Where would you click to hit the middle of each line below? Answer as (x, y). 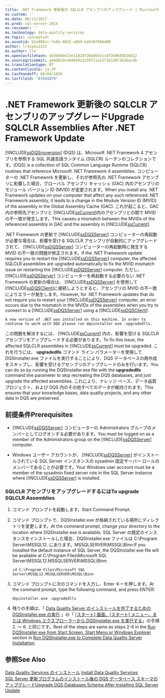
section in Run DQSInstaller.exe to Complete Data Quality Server (77, 637)
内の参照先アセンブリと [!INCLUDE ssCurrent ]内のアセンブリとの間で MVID (81, 212)
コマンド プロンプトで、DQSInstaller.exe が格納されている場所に (77, 520)
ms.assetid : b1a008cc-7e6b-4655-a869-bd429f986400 (58, 42)
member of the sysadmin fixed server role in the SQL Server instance (82, 473)
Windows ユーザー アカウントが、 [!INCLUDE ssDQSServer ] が (75, 454)
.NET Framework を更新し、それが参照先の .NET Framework (80, 177)
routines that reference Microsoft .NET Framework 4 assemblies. (70, 171)
